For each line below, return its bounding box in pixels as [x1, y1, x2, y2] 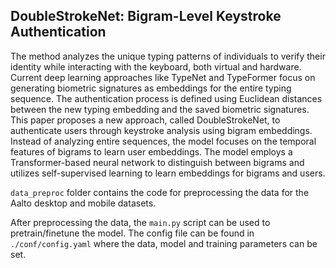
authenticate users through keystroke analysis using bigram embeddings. [10, 124, 313, 136]
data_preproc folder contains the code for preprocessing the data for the [10, 186, 310, 198]
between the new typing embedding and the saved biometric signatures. [10, 103, 310, 115]
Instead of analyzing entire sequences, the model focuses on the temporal [10, 135, 317, 147]
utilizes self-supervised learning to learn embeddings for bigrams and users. [10, 167, 326, 179]
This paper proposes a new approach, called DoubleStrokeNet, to [10, 114, 281, 126]
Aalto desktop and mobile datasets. [10, 197, 157, 209]
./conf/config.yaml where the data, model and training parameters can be [10, 237, 318, 249]
